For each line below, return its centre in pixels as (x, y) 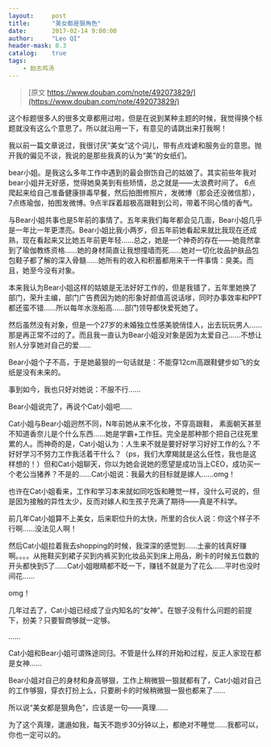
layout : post (38, 16)
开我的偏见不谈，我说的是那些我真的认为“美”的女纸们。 (100, 155)
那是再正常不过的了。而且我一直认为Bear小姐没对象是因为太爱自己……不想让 (135, 335)
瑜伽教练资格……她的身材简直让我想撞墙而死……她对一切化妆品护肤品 (137, 250)
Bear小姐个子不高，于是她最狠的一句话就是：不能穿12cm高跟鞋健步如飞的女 (134, 362)
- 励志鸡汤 (39, 69)
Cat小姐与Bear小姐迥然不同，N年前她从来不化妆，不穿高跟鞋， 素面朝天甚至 (135, 424)
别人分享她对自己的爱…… (50, 344)
